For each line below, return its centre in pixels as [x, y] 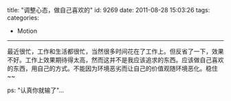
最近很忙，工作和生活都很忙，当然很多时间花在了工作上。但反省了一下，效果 [115, 51]
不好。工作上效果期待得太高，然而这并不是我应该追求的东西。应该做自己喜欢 [115, 60]
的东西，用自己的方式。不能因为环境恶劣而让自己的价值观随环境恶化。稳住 [112, 68]
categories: [23, 18]
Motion [27, 31]
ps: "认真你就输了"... [35, 90]
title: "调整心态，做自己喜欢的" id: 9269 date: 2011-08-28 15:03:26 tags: [109, 10]
